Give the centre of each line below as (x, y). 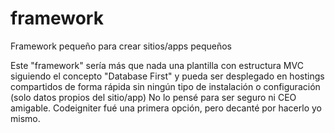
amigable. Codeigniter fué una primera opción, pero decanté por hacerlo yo (166, 108)
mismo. (25, 118)
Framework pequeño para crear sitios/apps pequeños (121, 46)
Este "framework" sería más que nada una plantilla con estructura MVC (157, 65)
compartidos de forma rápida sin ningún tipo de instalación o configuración (165, 86)
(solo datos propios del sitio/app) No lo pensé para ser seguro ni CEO (153, 97)
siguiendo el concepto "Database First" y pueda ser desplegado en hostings (167, 76)
